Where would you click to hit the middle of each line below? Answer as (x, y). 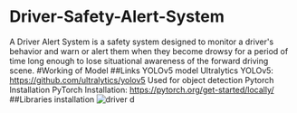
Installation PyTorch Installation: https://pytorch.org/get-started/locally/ (142, 89)
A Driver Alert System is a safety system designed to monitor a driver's (142, 42)
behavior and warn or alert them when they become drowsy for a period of (149, 51)
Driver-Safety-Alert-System (117, 17)
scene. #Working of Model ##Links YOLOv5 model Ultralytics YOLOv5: (142, 71)
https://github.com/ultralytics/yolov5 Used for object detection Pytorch (142, 80)
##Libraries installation (52, 99)
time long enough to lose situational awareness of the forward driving (139, 61)
